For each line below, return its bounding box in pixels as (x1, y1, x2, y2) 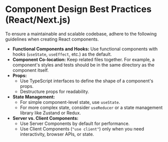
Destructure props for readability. (20, 88, 90, 94)
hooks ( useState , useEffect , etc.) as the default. (12, 51, 112, 57)
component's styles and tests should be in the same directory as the (12, 62, 155, 68)
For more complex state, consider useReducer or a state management (20, 104, 163, 110)
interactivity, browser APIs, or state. (20, 131, 95, 137)
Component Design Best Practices (5, 4, 152, 15)
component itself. (12, 67, 49, 73)
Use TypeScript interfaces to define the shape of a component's (20, 78, 153, 84)
